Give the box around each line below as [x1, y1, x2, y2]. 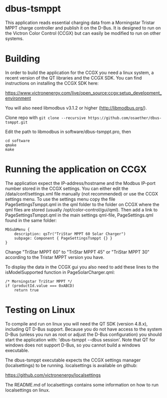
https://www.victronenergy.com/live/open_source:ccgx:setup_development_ [5, 89, 162, 95]
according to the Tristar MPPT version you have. [5, 254, 105, 260]
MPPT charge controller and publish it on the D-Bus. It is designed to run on [5, 24, 161, 30]
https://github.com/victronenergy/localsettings [5, 372, 101, 378]
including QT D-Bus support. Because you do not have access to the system [5, 326, 162, 332]
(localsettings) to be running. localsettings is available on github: [5, 362, 138, 368]
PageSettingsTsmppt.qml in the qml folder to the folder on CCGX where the [5, 201, 160, 207]
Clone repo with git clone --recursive [5, 114, 86, 120]
